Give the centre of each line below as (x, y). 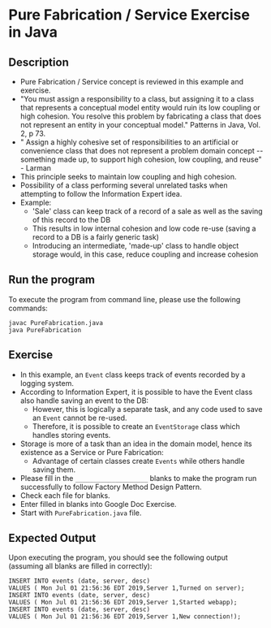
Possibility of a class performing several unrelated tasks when (124, 185)
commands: (28, 308)
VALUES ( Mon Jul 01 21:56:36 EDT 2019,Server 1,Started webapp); (123, 603)
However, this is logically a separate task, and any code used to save (147, 409)
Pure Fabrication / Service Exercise (129, 15)
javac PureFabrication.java (56, 323)
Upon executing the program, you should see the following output (118, 557)
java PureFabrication (45, 330)
